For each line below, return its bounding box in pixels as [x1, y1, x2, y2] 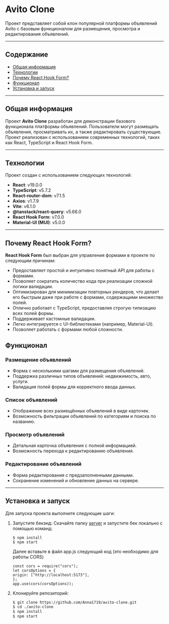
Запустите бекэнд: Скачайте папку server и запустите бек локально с [12, 520, 163, 526]
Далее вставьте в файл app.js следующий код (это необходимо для [12, 548, 158, 554]
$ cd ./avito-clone [12, 604, 54, 609]
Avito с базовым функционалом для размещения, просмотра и [5, 25, 141, 31]
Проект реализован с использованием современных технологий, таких [5, 134, 160, 140]
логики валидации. [12, 284, 54, 290]
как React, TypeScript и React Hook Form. [5, 139, 93, 145]
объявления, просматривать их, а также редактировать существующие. [5, 129, 162, 135]
